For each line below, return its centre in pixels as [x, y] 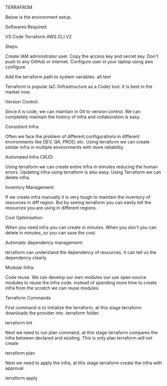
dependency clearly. [26, 258]
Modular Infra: [20, 268]
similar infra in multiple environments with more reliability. [65, 147]
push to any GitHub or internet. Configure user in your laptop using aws [79, 62]
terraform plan [20, 353]
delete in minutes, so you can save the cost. [51, 233]
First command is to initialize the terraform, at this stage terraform [73, 307]
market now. [18, 92]
